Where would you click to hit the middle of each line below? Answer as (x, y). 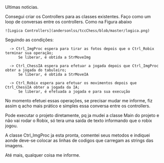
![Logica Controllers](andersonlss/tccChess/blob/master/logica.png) (78, 31)
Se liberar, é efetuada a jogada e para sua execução (74, 92)
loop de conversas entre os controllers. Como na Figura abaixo (69, 22)
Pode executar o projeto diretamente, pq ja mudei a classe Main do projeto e (82, 115)
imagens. (14, 146)
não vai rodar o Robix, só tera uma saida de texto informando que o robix (79, 120)
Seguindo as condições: (29, 40)
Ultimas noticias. (22, 7)
